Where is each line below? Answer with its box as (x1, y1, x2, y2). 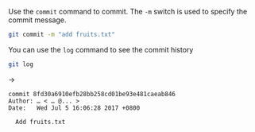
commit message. (8, 15, 67, 25)
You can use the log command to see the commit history (8, 45, 194, 54)
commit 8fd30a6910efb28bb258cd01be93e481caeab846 (8, 90, 176, 98)
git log (8, 60, 34, 68)
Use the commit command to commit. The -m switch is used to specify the (8, 7, 248, 16)
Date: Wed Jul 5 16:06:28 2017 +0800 (8, 103, 141, 112)
